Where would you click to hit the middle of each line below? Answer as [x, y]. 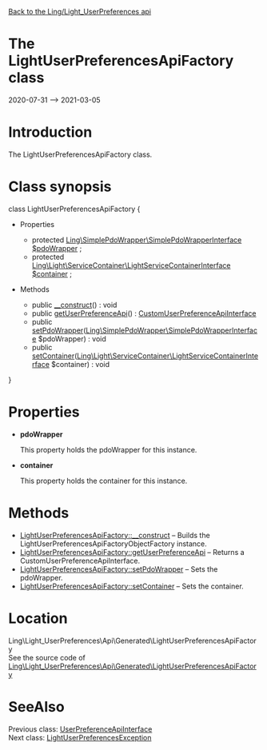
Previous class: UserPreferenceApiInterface [80, 729]
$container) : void [81, 364]
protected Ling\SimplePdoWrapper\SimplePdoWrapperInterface [137, 240]
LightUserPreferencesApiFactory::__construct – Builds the [115, 535]
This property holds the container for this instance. [104, 481]
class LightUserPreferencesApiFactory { [74, 209]
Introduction [50, 132]
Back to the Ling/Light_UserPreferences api [80, 12]
